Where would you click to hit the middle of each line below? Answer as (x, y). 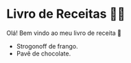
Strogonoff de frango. (47, 46)
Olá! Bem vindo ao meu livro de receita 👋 (64, 33)
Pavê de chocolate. (44, 53)
